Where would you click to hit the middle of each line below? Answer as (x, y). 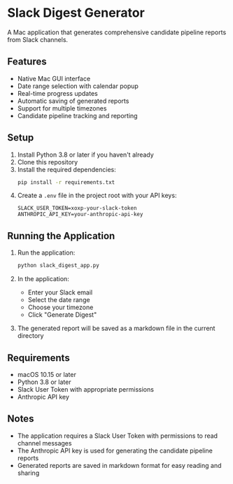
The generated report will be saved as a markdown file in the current (116, 328)
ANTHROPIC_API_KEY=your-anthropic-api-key (80, 215)
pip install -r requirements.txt (66, 182)
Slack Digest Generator (76, 13)
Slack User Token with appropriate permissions (85, 389)
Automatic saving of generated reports (73, 101)
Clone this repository (48, 162)
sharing (28, 473)
